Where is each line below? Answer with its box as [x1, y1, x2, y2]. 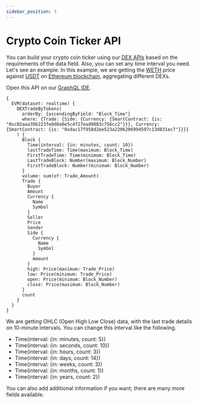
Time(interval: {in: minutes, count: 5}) [14, 335, 106, 343]
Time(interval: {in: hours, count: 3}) [14, 348, 100, 355]
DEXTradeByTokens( [17, 106, 62, 112]
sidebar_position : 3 [6, 8, 57, 15]
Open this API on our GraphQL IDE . [6, 84, 92, 91]
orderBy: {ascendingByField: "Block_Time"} [21, 110, 131, 117]
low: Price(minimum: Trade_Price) [27, 271, 112, 277]
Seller [27, 214, 44, 220]
